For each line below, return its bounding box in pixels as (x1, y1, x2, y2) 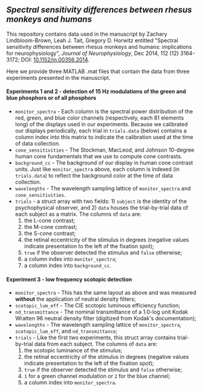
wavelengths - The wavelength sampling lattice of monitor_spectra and (15, 185, 191, 192)
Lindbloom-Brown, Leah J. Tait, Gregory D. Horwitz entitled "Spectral (6, 36, 178, 44)
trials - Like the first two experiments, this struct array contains (15, 334, 177, 341)
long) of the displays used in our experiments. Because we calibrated (15, 121, 188, 128)
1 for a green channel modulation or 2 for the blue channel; (24, 373, 171, 380)
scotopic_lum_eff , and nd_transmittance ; (15, 327, 118, 335)
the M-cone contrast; (24, 223, 77, 231)
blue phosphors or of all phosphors (6, 94, 97, 101)
